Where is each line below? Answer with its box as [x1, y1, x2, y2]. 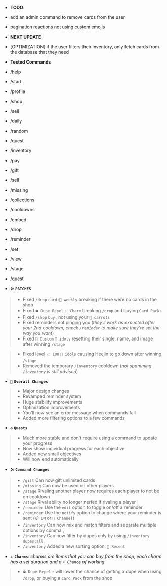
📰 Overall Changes [10, 379, 48, 384]
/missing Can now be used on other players [22, 483, 114, 488]
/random [10, 128, 28, 134]
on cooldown [22, 494, 50, 500]
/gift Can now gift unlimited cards [22, 477, 95, 483]
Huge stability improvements [22, 399, 82, 405]
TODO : [10, 5, 25, 10]
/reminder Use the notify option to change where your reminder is [22, 510, 162, 515]
